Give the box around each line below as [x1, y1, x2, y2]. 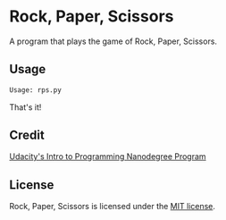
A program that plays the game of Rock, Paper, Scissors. [9, 36, 217, 47]
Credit [9, 128, 45, 143]
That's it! [9, 101, 42, 113]
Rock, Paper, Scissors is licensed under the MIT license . [9, 201, 216, 212]
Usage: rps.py [9, 85, 63, 95]
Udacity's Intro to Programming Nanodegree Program [9, 151, 207, 162]
